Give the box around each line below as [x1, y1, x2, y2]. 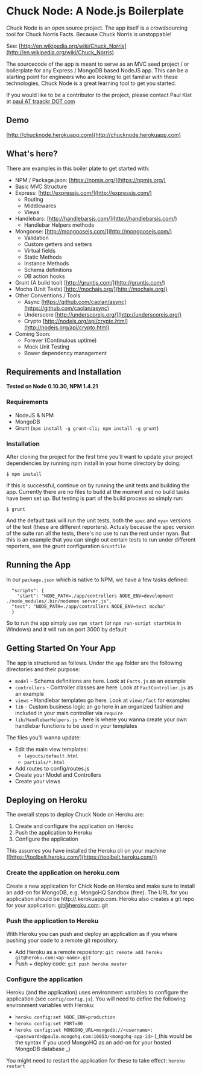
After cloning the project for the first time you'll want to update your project [6, 453, 193, 460]
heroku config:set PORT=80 [14, 1021, 83, 1027]
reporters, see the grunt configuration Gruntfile [6, 542, 126, 549]
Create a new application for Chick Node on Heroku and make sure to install [6, 882, 195, 889]
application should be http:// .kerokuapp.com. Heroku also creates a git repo [6, 895, 194, 902]
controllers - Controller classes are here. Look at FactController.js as [14, 683, 194, 691]
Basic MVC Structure [14, 183, 68, 190]
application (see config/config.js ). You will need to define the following [6, 995, 186, 1002]
